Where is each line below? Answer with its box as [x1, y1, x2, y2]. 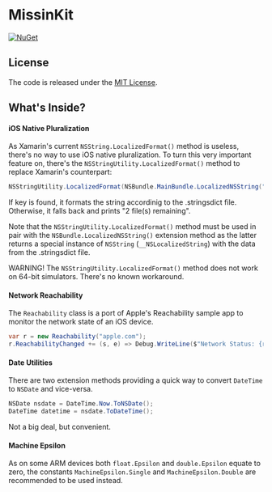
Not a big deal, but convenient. [8, 422, 112, 432]
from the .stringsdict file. [8, 248, 91, 257]
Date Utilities [8, 358, 53, 367]
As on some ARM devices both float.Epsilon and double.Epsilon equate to [8, 459, 261, 469]
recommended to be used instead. [8, 476, 123, 486]
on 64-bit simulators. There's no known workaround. [8, 272, 185, 282]
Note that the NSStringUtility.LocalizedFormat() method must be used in [8, 222, 257, 231]
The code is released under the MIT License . [8, 77, 158, 87]
